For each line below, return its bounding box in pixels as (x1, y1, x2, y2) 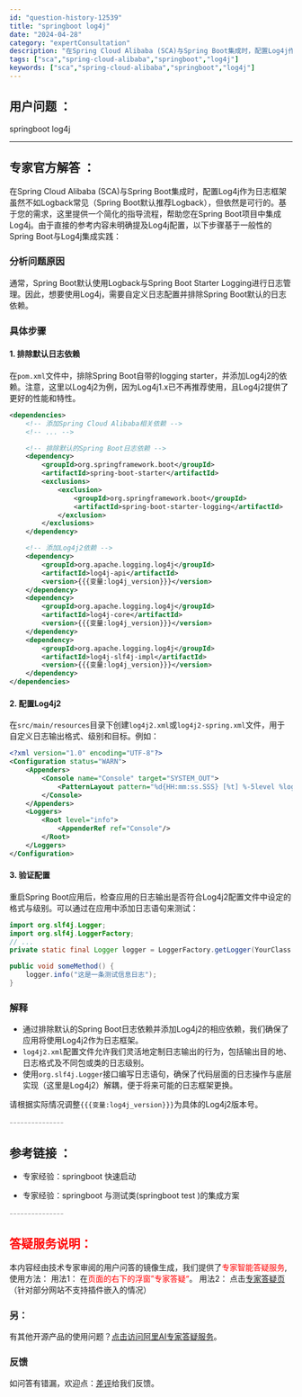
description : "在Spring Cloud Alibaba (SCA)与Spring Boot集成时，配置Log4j (9, 47, 289, 56)
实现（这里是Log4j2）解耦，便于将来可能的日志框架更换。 (22, 1080, 238, 1091)
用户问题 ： (9, 99, 72, 114)
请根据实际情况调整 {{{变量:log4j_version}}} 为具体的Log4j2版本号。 (9, 1099, 263, 1110)
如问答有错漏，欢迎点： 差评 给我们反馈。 (9, 1378, 159, 1389)
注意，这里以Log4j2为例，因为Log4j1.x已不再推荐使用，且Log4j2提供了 (24, 381, 289, 392)
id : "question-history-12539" (9, 13, 123, 22)
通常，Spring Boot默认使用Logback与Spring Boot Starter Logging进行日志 (9, 277, 283, 288)
